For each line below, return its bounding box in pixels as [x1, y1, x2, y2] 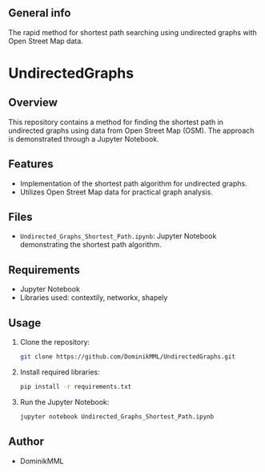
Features [8, 158, 54, 171]
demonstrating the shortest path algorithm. [19, 240, 162, 250]
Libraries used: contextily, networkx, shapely [19, 293, 168, 302]
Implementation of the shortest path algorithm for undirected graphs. [19, 178, 247, 188]
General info [8, 6, 71, 20]
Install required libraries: [19, 367, 100, 377]
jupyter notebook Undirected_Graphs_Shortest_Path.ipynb [19, 412, 215, 421]
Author [8, 435, 44, 449]
